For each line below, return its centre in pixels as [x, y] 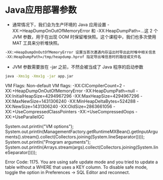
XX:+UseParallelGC [25, 117]
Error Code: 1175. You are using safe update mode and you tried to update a [81, 162]
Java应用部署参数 [41, 10]
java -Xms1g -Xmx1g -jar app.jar [39, 76]
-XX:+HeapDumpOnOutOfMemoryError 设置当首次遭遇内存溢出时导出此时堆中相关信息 [81, 52]
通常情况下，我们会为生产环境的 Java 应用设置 [59, 25]
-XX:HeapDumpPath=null [109, 91]
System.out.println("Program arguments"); [48, 142]
